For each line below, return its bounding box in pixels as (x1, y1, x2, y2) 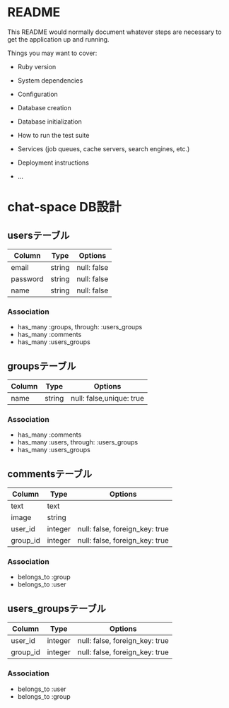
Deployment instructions (17, 158, 90, 167)
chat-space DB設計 (7, 199, 122, 216)
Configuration (17, 90, 58, 98)
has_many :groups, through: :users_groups (17, 323, 143, 331)
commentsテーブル (7, 468, 93, 480)
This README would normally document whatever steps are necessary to (7, 28, 222, 36)
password (11, 273, 44, 283)
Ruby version (17, 62, 57, 71)
